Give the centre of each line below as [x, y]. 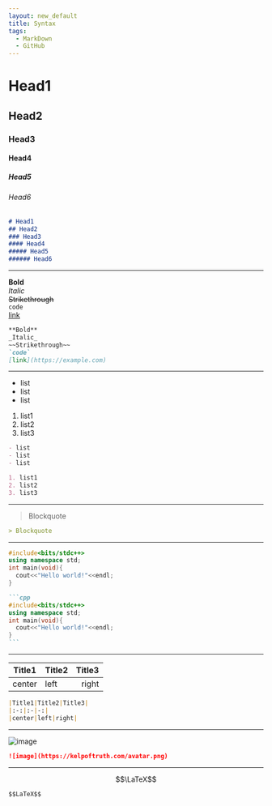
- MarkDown [34, 38]
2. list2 [23, 485]
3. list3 [23, 493]
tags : [17, 31]
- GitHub [30, 46]
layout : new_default [43, 16]
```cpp [19, 597]
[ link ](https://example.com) [57, 360]
